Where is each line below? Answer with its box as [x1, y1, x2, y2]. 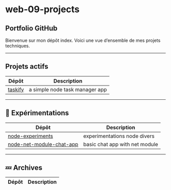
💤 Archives [5, 164, 42, 172]
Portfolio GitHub [5, 24, 58, 33]
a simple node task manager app [28, 86, 107, 93]
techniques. [5, 43, 30, 49]
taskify [8, 86, 24, 93]
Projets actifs [5, 62, 48, 71]
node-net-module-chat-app [8, 141, 79, 148]
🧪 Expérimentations [5, 108, 69, 118]
